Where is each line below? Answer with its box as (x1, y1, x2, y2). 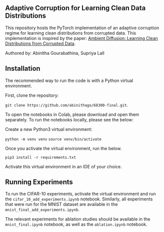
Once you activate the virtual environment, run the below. (5, 145, 122, 151)
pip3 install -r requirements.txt (5, 155, 77, 160)
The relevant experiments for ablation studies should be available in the (5, 216, 151, 222)
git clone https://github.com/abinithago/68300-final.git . (5, 102, 128, 108)
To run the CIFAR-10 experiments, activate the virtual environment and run (5, 191, 156, 197)
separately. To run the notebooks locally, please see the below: (5, 116, 134, 122)
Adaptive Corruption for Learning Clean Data (5, 4, 146, 12)
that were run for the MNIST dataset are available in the (5, 201, 118, 207)
